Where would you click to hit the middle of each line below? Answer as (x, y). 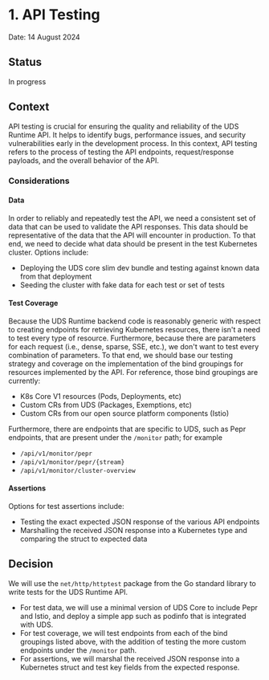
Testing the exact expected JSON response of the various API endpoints (140, 522)
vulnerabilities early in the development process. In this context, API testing (133, 143)
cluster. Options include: (49, 252)
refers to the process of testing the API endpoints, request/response (121, 152)
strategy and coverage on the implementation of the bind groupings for (126, 364)
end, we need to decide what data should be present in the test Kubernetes (133, 243)
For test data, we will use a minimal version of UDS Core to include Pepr (139, 607)
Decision (31, 564)
